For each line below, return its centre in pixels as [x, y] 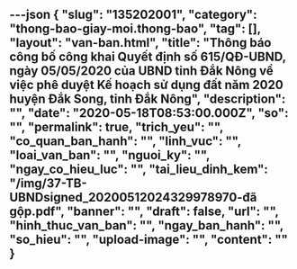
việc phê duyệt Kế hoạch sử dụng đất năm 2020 [146, 85]
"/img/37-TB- [48, 184]
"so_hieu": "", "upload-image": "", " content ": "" [148, 240]
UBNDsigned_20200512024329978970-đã [133, 197]
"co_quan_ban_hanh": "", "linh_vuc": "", [125, 142]
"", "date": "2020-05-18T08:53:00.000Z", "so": [149, 113]
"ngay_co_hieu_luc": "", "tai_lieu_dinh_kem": [139, 170]
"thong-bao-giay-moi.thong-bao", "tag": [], [135, 29]
